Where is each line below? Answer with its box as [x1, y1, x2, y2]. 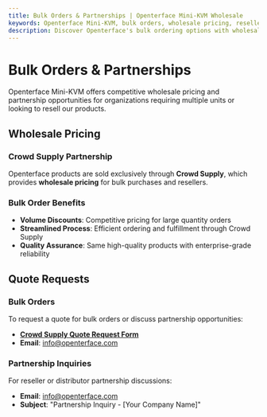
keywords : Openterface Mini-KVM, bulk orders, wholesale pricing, [8, 19, 233, 27]
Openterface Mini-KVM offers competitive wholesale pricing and [8, 87, 220, 96]
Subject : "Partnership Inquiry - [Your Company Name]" [19, 399, 201, 410]
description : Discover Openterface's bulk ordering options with [8, 26, 229, 34]
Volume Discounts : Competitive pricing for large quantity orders [19, 216, 232, 225]
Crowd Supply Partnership [8, 150, 113, 162]
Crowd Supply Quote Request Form [19, 329, 139, 339]
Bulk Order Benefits [8, 197, 86, 208]
